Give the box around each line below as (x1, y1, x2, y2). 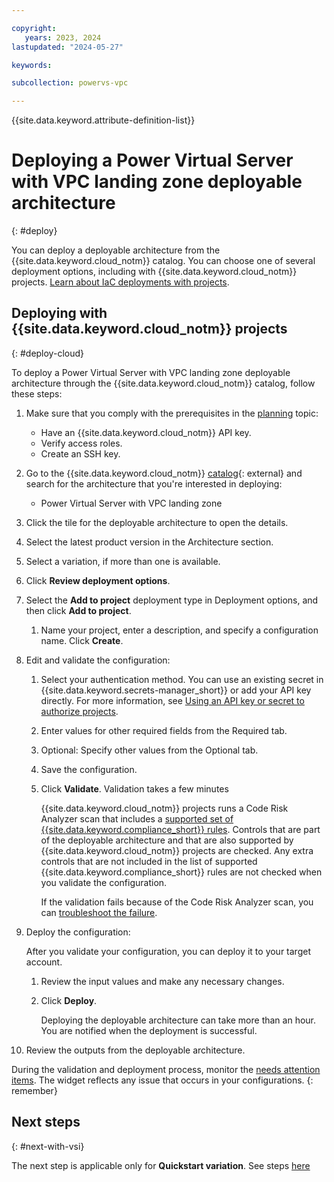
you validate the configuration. (40, 876, 168, 888)
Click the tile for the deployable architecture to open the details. (25, 516, 289, 528)
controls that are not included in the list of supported (40, 855, 258, 867)
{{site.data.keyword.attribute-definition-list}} (11, 114, 196, 126)
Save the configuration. (40, 763, 138, 775)
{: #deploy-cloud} (11, 347, 84, 359)
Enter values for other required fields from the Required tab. (40, 724, 288, 736)
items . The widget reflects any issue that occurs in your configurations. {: (11, 1074, 314, 1086)
